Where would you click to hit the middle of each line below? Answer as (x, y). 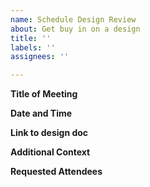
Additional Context (50, 152)
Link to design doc (49, 133)
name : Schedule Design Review (73, 19)
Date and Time (41, 113)
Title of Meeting (44, 94)
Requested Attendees (56, 172)
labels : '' (33, 47)
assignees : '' (40, 57)
